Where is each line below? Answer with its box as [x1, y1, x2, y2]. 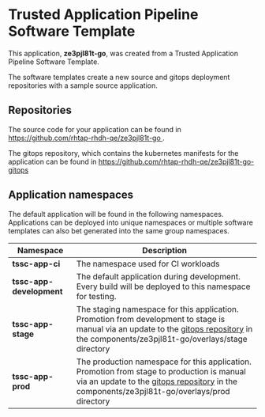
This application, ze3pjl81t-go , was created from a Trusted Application [8, 48, 239, 58]
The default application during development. [76, 271, 241, 282]
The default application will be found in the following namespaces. [8, 209, 224, 218]
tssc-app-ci [12, 258, 61, 269]
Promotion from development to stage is [76, 313, 226, 324]
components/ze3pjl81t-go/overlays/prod [76, 385, 230, 396]
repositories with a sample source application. [8, 81, 158, 90]
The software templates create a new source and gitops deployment [8, 72, 230, 82]
